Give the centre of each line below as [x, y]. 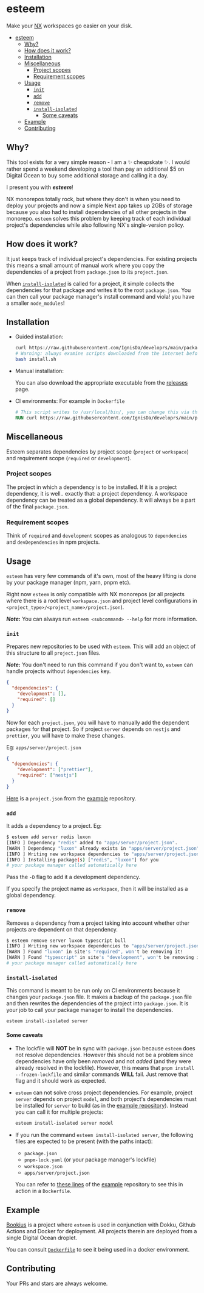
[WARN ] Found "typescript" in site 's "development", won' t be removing [100, 958]
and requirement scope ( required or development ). [69, 458]
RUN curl [26, 418]
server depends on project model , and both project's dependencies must [106, 1099]
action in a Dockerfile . [43, 1191]
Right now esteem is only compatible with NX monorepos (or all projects [96, 594]
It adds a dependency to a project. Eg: [54, 826]
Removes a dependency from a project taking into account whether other [98, 923]
